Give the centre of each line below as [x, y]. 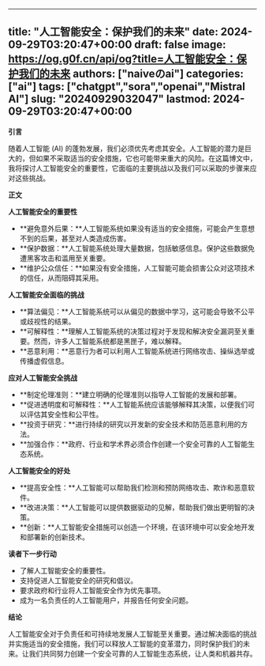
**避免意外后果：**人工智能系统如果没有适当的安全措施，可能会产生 [130, 228]
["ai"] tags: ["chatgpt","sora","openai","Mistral [127, 87]
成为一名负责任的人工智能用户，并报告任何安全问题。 [106, 600]
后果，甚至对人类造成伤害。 [86, 238]
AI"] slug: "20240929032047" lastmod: [110, 99]
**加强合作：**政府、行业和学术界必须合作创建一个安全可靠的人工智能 [134, 444]
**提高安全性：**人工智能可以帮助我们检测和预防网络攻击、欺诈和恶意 [134, 487]
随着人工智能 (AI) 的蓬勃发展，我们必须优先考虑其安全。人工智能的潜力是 [127, 148]
